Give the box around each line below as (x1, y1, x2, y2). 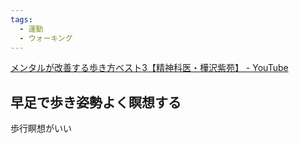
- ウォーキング (19, 33, 73, 43)
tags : (10, 14, 33, 25)
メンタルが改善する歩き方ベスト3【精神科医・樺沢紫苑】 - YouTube (10, 62, 289, 74)
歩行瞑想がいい (10, 122, 72, 135)
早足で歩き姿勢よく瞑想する (10, 94, 182, 111)
